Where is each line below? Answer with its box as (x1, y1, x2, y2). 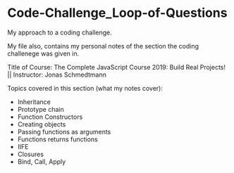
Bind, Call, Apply (17, 157, 66, 166)
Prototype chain (17, 105, 65, 113)
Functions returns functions (17, 135, 99, 143)
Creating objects (17, 120, 66, 128)
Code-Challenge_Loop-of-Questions (7, 5, 228, 21)
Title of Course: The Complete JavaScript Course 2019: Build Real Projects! (7, 63, 226, 71)
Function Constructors (17, 113, 83, 121)
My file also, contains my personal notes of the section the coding (7, 41, 199, 50)
